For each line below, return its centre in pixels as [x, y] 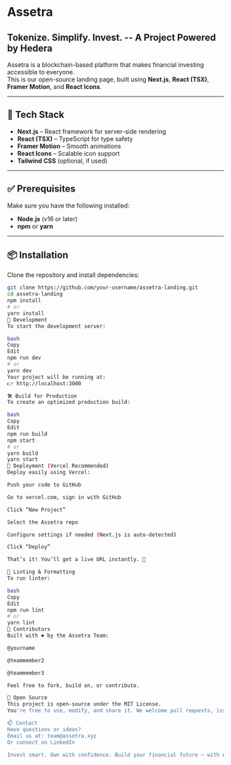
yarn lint [21, 623]
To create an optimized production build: [69, 402]
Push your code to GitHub [44, 485]
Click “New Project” [37, 510]
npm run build [27, 434]
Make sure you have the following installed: [68, 205]
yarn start [23, 460]
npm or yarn [35, 226]
